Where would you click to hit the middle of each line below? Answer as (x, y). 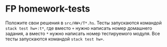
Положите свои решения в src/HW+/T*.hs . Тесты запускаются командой (83, 23)
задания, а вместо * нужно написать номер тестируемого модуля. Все (83, 33)
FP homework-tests (48, 9)
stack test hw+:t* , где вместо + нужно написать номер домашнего (79, 28)
